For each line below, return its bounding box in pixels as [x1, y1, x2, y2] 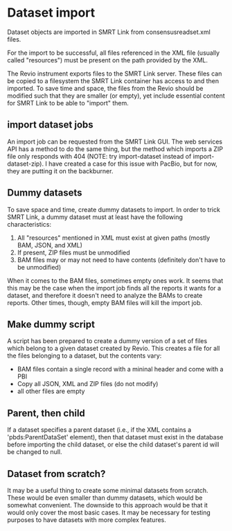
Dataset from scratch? [7, 468, 106, 480]
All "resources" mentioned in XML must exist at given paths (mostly [17, 234, 211, 242]
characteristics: [7, 220, 52, 228]
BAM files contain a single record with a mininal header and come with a [17, 365, 224, 374]
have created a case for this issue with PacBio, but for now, [48, 159, 218, 168]
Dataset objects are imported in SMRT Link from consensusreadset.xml [7, 28, 211, 36]
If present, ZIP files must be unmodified [17, 248, 130, 256]
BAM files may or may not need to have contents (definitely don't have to [17, 255, 226, 264]
